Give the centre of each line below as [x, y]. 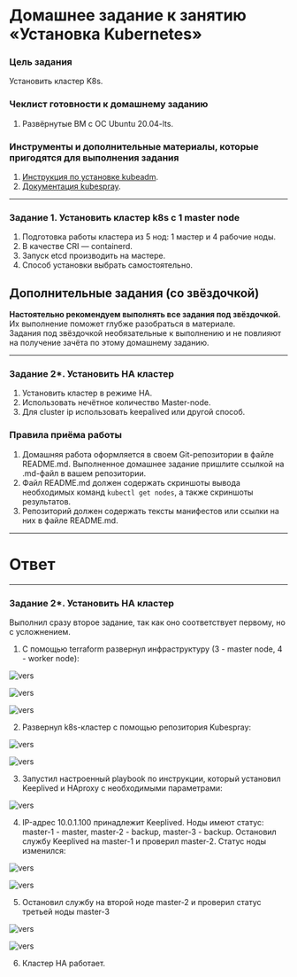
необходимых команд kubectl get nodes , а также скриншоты [137, 492]
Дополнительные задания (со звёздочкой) [134, 293]
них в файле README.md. [70, 520]
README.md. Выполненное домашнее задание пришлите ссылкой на [153, 464]
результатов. [46, 501]
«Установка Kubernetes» [106, 34]
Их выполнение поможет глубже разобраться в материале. [122, 324]
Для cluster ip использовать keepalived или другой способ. [133, 412]
